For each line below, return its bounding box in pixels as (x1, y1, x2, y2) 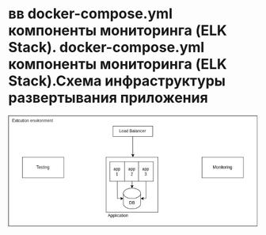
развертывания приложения (8, 89, 208, 107)
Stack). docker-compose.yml (8, 39, 205, 56)
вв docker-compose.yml (8, 5, 173, 23)
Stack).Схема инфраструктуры (8, 72, 226, 90)
